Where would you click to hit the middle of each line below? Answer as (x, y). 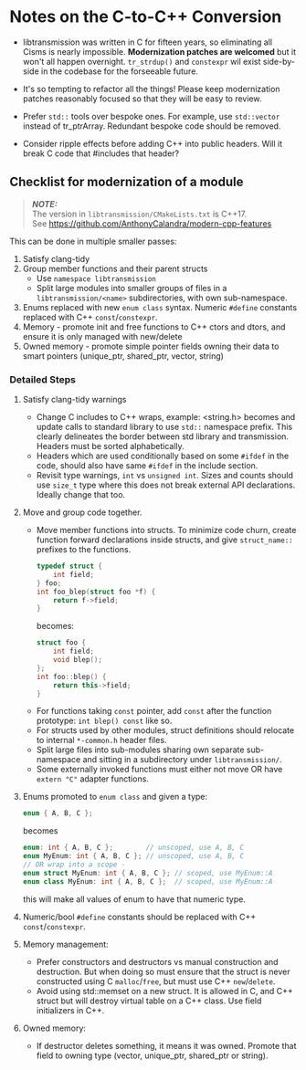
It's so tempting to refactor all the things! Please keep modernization (151, 89)
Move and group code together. (82, 512)
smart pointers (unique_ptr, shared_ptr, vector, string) (123, 356)
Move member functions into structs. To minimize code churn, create (166, 530)
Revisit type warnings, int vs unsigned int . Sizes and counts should (165, 476)
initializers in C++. (70, 1010)
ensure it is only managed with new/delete (102, 336)
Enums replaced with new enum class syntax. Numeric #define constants (160, 307)
